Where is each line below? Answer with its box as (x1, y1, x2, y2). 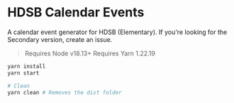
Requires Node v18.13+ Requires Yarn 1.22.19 (24, 49, 156, 58)
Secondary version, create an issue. (7, 35, 113, 43)
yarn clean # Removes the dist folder (7, 89, 122, 96)
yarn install (7, 63, 46, 70)
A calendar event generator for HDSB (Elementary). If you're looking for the (7, 28, 228, 36)
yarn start (7, 69, 40, 77)
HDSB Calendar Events (7, 4, 145, 21)
